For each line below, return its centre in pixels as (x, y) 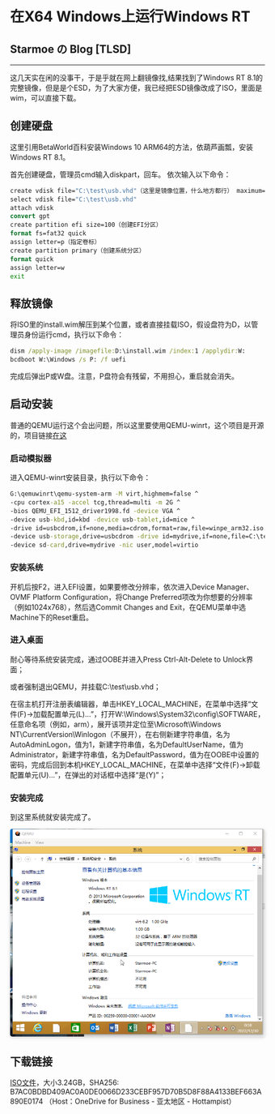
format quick (32, 259)
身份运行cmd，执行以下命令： (74, 335)
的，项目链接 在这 (38, 435)
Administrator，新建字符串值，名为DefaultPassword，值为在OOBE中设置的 (135, 754)
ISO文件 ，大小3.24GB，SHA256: (65, 1082)
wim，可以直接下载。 (45, 98)
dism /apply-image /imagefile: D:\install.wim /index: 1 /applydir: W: (128, 351)
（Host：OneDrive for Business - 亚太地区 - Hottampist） (140, 1101)
